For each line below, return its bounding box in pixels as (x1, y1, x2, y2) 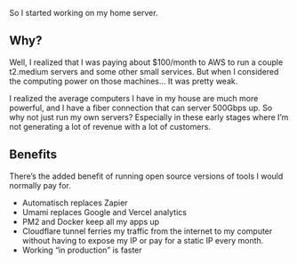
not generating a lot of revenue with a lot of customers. (9, 121, 212, 132)
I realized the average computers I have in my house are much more (9, 92, 259, 103)
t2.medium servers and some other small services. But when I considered (9, 66, 279, 76)
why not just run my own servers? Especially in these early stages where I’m (9, 111, 289, 123)
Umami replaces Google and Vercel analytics (21, 206, 187, 217)
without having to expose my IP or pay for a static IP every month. (21, 235, 264, 245)
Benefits (9, 147, 58, 163)
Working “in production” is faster (21, 244, 142, 255)
